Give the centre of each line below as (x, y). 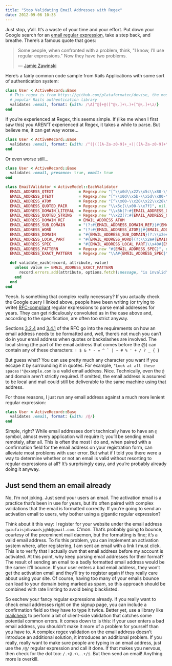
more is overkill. (22, 659)
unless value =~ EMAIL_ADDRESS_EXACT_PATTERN (64, 268)
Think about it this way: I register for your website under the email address (84, 524)
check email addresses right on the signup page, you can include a (76, 605)
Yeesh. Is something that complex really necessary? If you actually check (82, 296)
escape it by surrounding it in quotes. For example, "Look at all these (80, 365)
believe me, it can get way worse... (42, 130)
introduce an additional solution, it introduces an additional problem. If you (84, 637)
